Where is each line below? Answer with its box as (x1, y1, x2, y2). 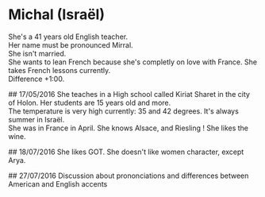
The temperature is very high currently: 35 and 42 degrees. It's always (8, 106, 240, 116)
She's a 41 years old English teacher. (8, 32, 129, 41)
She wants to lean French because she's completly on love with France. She (8, 57, 258, 67)
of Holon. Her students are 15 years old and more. (8, 98, 171, 107)
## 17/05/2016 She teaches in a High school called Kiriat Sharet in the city (8, 89, 250, 98)
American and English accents (8, 179, 108, 188)
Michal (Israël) (8, 6, 106, 24)
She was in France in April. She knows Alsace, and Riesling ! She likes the (8, 123, 248, 133)
